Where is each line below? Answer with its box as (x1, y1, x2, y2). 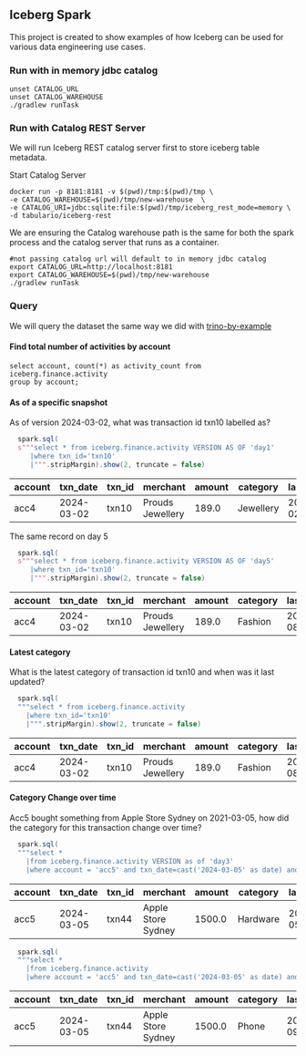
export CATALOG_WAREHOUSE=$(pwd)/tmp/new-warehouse (9, 271, 209, 280)
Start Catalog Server (9, 170, 87, 181)
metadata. (9, 152, 47, 163)
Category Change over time (9, 792, 117, 803)
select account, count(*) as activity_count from (9, 361, 202, 370)
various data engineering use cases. (9, 41, 146, 52)
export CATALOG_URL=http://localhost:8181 (9, 263, 173, 272)
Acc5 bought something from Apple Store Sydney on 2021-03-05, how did (9, 813, 290, 823)
